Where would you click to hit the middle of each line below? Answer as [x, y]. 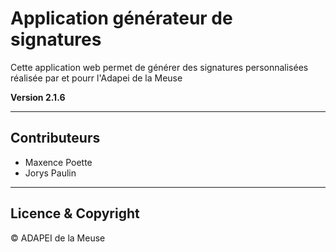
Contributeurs [55, 138]
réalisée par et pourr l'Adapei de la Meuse [96, 78]
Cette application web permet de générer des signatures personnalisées [159, 67]
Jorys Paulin [50, 173]
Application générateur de [121, 18]
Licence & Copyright [75, 213]
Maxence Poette [58, 162]
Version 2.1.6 [38, 97]
